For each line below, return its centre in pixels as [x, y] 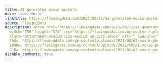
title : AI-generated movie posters [41, 9]
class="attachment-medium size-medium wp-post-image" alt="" [73, 37]
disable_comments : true [29, 54]
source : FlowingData [26, 23]
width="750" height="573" [36, 32]
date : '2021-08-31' [25, 14]
